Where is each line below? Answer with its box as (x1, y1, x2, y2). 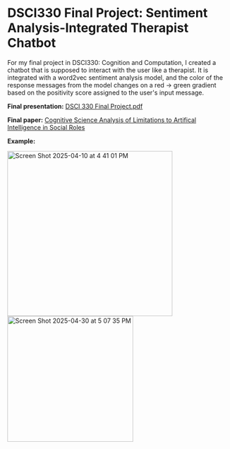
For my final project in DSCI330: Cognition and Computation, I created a (7, 58, 217, 66)
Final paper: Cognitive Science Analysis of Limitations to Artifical (7, 115, 197, 124)
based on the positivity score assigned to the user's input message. (7, 88, 205, 97)
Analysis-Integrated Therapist (7, 20, 189, 36)
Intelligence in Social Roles (7, 123, 85, 131)
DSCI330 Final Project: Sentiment (7, 5, 208, 21)
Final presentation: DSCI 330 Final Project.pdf (7, 102, 143, 110)
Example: (7, 136, 36, 145)
